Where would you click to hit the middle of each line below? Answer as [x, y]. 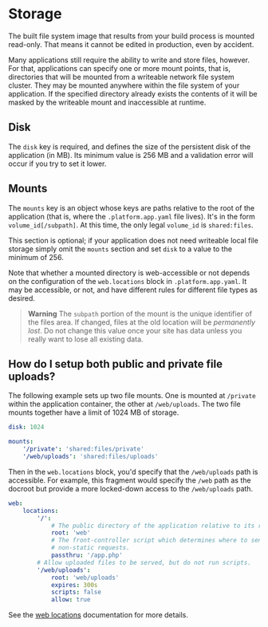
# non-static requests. [90, 548]
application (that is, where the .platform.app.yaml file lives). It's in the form [132, 216]
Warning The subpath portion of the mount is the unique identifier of [140, 313]
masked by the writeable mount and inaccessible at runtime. [107, 102]
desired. [22, 298]
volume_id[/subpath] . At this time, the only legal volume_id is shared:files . [131, 225]
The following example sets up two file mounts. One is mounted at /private [132, 396]
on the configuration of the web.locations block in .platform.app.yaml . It [128, 281]
